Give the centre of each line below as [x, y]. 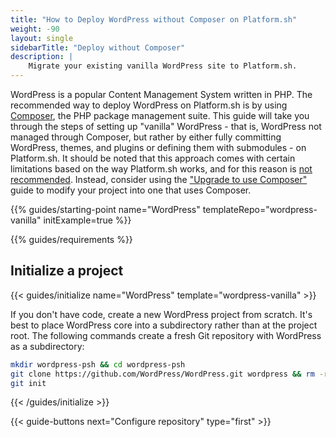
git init [28, 383]
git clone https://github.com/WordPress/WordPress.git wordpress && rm [162, 374]
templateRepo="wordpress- [260, 209]
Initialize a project [67, 271]
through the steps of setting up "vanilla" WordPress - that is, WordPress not [166, 126]
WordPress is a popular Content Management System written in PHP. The [161, 94]
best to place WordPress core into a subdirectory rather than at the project [164, 325]
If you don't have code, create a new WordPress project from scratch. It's [161, 314]
